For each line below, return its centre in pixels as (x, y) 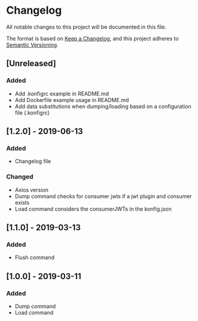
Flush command (35, 258)
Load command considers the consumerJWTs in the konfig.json (93, 209)
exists (22, 202)
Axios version (32, 190)
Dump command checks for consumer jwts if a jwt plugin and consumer (103, 196)
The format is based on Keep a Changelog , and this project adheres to (92, 38)
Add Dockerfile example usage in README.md (72, 100)
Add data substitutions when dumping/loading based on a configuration (103, 106)
